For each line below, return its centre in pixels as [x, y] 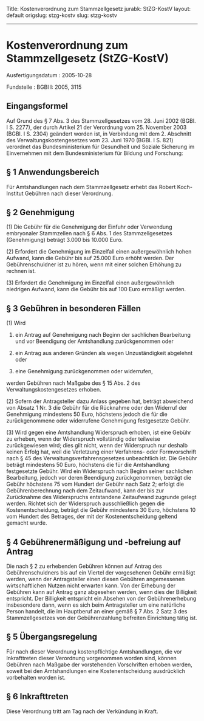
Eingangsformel [37, 106]
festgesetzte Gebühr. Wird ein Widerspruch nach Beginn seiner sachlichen [100, 471]
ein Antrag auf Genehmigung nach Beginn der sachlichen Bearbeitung [103, 335]
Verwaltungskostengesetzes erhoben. [54, 390]
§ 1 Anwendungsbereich [53, 172]
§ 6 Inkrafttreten [37, 696]
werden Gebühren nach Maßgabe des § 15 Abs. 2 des [73, 383]
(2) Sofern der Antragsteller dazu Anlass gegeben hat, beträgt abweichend [100, 401]
